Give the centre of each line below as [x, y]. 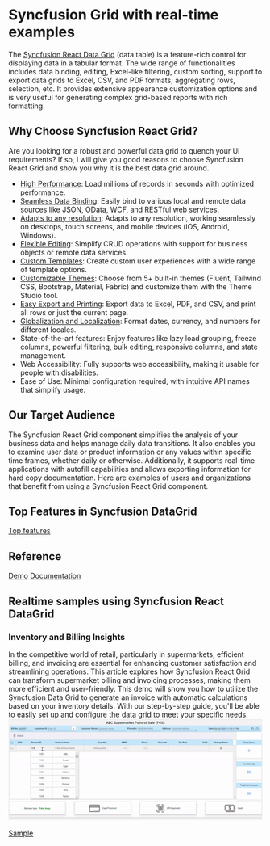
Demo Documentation [45, 576]
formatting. [27, 106]
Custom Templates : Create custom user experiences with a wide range [138, 261]
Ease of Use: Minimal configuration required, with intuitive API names [135, 381]
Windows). [38, 235]
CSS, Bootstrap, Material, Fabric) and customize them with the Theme [136, 286]
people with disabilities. [59, 372]
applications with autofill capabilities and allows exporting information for [130, 469]
